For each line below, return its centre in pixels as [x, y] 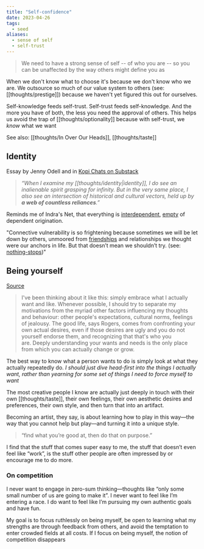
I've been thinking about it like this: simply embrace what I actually [104, 297]
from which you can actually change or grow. [78, 349]
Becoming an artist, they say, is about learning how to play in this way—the [100, 417]
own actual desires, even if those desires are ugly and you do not [103, 330]
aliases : [17, 35]
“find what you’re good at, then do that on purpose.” [86, 435]
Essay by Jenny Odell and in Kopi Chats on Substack [72, 171]
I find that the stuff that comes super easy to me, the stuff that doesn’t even [101, 447]
